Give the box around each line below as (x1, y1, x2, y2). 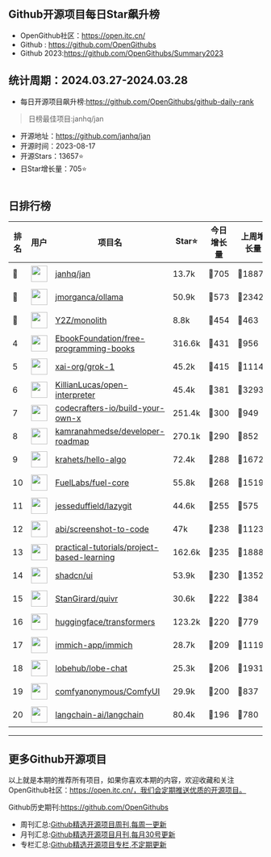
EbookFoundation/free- (55, 333, 145, 345)
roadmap (55, 436, 90, 447)
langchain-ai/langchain (55, 709, 144, 721)
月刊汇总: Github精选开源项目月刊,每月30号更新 (19, 830, 176, 839)
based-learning (55, 552, 115, 563)
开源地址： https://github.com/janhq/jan (19, 131, 151, 140)
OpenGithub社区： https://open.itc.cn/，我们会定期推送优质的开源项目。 (8, 785, 247, 795)
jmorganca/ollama (55, 291, 123, 303)
